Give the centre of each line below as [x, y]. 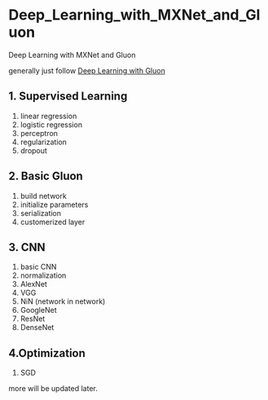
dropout [33, 150]
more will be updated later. [53, 389]
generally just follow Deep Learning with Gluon [87, 70]
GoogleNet [38, 310]
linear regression [48, 116]
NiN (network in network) [63, 301]
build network [43, 196]
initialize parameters [54, 204]
